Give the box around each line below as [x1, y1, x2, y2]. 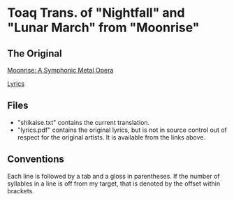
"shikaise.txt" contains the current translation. [17, 118, 150, 126]
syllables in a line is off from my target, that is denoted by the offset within [7, 179, 221, 188]
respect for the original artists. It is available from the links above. [17, 133, 206, 141]
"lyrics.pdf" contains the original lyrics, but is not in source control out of [17, 126, 227, 134]
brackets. [7, 186, 35, 195]
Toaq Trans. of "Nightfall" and [7, 5, 185, 21]
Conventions [7, 154, 65, 165]
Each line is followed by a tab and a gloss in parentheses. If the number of [7, 172, 220, 180]
